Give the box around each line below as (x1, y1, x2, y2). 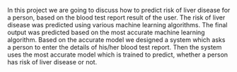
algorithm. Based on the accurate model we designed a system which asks (7, 36, 226, 44)
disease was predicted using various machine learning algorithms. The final (7, 21, 228, 29)
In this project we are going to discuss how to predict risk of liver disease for (7, 6, 231, 14)
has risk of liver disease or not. (7, 58, 98, 66)
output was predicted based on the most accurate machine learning (7, 28, 205, 36)
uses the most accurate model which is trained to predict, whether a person (7, 50, 229, 59)
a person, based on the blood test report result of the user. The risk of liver (7, 13, 226, 22)
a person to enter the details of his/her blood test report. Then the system (7, 43, 222, 51)
